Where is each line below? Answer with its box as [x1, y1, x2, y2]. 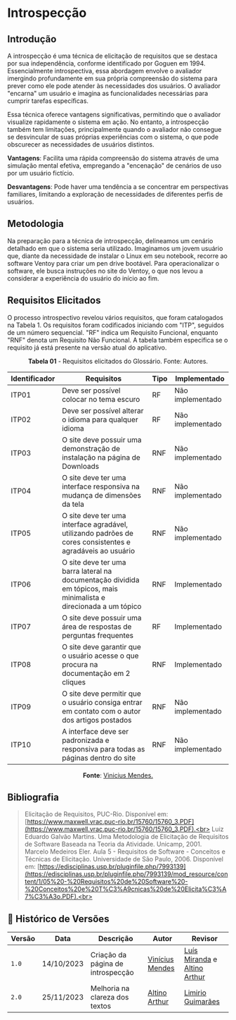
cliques [62, 677, 86, 687]
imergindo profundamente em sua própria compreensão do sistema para [7, 74, 218, 82]
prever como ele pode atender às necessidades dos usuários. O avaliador [7, 82, 221, 90]
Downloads [62, 461, 100, 471]
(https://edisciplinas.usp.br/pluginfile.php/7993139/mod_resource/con [24, 870, 228, 878]
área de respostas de [62, 622, 132, 632]
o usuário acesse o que [62, 651, 139, 660]
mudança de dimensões [62, 490, 142, 500]
